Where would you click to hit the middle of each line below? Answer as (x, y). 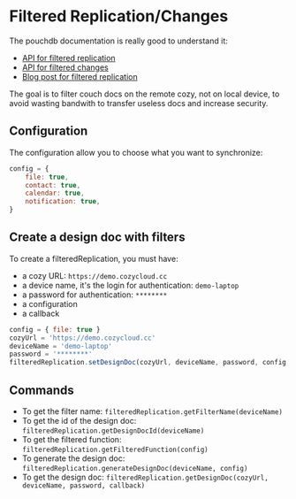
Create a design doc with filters (97, 238)
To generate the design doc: (73, 458)
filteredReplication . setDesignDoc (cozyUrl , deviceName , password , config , (150, 363)
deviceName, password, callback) (83, 486)
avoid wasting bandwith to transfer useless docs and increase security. (139, 103)
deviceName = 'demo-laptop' (61, 346)
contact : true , (53, 185)
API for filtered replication (69, 58)
